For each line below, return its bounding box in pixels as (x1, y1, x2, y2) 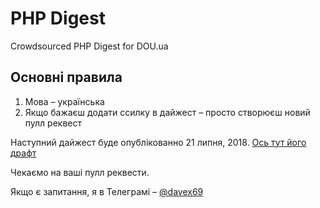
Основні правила (10, 69, 123, 86)
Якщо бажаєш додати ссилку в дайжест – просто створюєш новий (24, 106, 311, 118)
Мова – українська (24, 95, 105, 107)
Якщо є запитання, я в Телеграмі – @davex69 (10, 185, 204, 197)
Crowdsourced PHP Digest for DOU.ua (10, 40, 169, 52)
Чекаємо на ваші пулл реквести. (10, 166, 150, 178)
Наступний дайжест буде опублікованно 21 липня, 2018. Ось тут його (10, 136, 307, 148)
